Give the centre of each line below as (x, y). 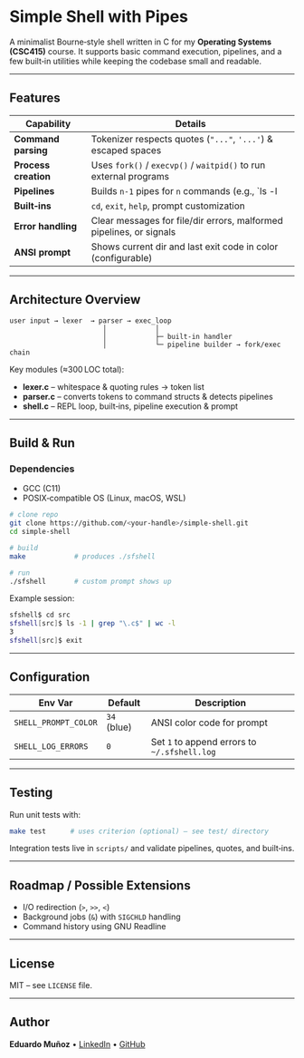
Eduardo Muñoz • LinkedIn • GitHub (77, 1043)
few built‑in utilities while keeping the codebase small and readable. (136, 61)
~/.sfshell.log (183, 752)
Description (220, 703)
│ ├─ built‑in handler (167, 336)
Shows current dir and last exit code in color (185, 247)
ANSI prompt (42, 252)
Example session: (42, 598)
